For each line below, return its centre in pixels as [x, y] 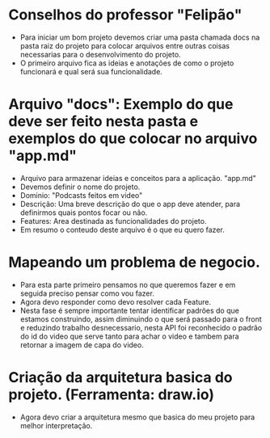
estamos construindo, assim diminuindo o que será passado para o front [141, 319]
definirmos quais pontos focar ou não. [84, 213]
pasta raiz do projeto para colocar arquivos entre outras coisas [125, 45]
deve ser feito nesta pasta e [103, 122]
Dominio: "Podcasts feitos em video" [81, 195]
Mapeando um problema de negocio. [135, 262]
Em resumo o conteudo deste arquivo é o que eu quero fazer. [122, 230]
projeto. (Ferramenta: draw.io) [112, 394]
